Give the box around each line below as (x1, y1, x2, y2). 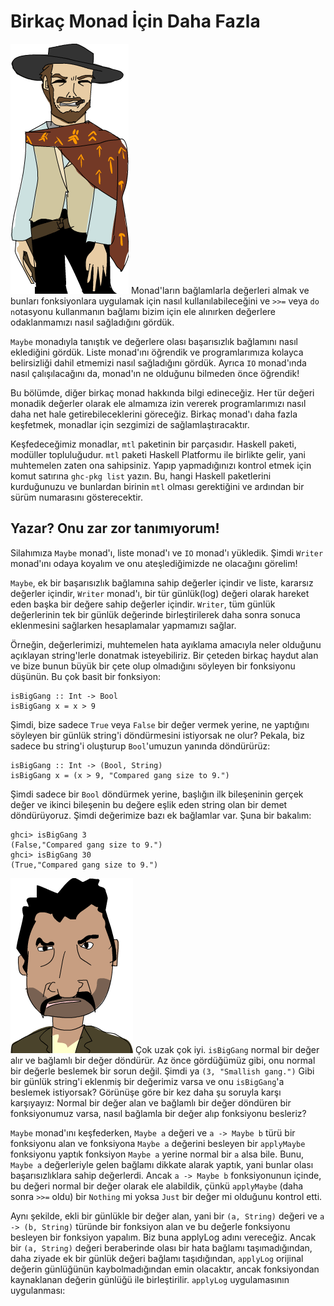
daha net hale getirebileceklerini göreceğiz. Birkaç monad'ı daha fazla (10, 408, 298, 420)
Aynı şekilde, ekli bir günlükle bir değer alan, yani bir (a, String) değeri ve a (10, 1210, 325, 1222)
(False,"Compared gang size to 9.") (10, 840, 163, 850)
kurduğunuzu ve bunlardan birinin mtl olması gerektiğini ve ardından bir (10, 480, 305, 492)
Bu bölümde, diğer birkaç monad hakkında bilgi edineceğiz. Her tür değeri (10, 386, 315, 399)
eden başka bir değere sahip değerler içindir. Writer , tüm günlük (10, 598, 276, 610)
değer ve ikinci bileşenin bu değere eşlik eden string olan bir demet (10, 798, 288, 810)
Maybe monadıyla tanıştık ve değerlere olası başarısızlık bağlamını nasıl (10, 335, 298, 347)
